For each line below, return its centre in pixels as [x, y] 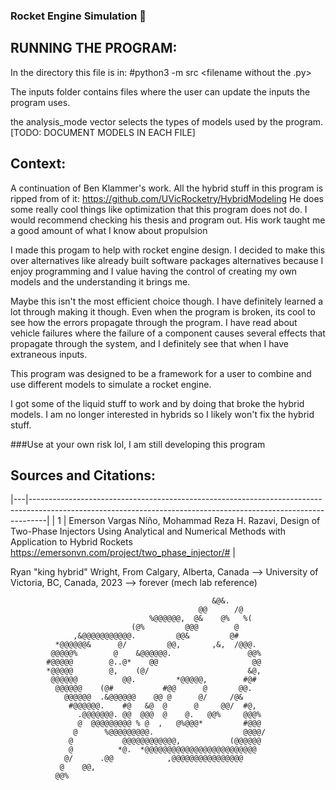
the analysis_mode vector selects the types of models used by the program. [167, 121]
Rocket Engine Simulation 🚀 [78, 16]
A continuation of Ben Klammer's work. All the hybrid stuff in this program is [167, 188]
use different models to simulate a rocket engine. [111, 384]
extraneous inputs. [49, 354]
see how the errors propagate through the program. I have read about [154, 322]
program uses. [40, 102]
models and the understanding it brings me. [100, 281]
